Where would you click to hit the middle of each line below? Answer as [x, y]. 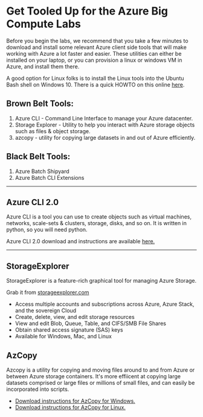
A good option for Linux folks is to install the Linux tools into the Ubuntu [95, 78]
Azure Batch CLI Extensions [50, 177]
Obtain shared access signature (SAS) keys [69, 330]
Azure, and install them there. [43, 66]
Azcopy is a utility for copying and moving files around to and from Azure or [101, 370]
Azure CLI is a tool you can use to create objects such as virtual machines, [99, 217]
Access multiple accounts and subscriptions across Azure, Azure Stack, [105, 304]
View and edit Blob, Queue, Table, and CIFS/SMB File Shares [90, 323]
